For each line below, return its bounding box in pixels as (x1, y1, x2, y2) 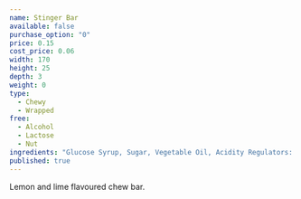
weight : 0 (9, 81, 47, 90)
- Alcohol (17, 123, 54, 132)
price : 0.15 (9, 38, 54, 48)
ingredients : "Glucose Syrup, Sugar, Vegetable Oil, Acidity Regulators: (9, 147, 294, 156)
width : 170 (9, 55, 51, 64)
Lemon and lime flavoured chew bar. (9, 181, 146, 192)
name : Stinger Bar (9, 13, 79, 23)
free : (9, 114, 30, 123)
